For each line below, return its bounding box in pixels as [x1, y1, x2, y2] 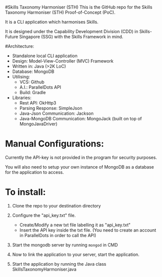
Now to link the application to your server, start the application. [12, 251, 140, 257]
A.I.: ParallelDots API [19, 84, 61, 90]
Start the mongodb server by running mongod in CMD [12, 242, 118, 248]
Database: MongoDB [12, 69, 54, 74]
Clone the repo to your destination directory [12, 203, 101, 208]
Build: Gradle [19, 90, 46, 95]
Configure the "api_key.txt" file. [12, 212, 76, 218]
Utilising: [12, 74, 30, 79]
